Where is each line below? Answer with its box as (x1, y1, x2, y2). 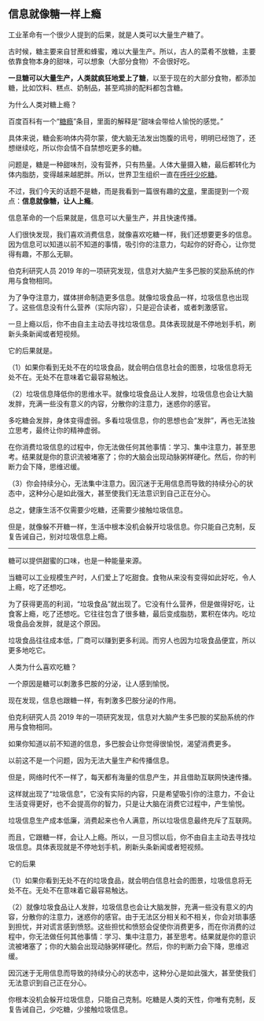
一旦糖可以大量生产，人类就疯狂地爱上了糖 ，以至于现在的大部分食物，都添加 (8, 73, 256, 83)
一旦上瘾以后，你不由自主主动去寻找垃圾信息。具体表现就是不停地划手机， (8, 319, 249, 328)
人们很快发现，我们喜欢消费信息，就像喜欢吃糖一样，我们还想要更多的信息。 (8, 229, 256, 239)
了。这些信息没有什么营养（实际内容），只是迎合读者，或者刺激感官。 (8, 302, 232, 312)
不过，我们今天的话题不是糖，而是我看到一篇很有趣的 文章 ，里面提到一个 (8, 186, 242, 195)
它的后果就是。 (8, 346, 57, 355)
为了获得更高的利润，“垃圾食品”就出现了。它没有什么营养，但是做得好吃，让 (8, 599, 255, 609)
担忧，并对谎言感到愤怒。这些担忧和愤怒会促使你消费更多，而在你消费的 (14, 922, 249, 931)
